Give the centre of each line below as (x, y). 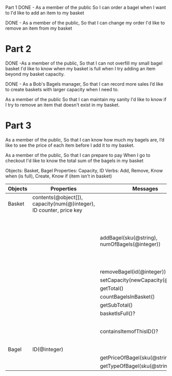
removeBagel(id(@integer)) (133, 271)
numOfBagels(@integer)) (130, 244)
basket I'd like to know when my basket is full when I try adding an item (80, 68)
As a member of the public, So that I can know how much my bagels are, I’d (85, 140)
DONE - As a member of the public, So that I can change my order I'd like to (85, 23)
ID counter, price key (58, 210)
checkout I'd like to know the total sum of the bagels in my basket (74, 161)
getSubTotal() (116, 305)
